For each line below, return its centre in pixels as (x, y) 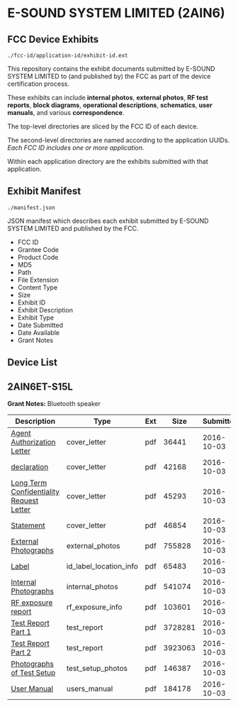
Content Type (38, 287)
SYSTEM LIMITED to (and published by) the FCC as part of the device (109, 76)
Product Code (38, 257)
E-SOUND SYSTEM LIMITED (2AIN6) (116, 13)
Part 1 (21, 632)
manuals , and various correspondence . (66, 113)
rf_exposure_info (94, 607)
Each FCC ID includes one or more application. (76, 148)
